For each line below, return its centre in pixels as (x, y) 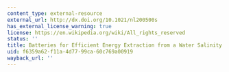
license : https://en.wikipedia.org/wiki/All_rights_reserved (96, 33)
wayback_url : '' (30, 58)
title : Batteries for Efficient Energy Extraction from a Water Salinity (115, 45)
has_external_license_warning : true (59, 26)
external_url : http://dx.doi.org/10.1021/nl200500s (82, 20)
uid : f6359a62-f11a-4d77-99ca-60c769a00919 (70, 52)
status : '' (23, 39)
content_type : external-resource (55, 13)
